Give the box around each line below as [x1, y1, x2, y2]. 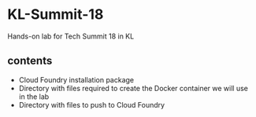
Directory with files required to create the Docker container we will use [18, 83, 249, 93]
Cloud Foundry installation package [18, 75, 135, 84]
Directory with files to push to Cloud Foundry [18, 100, 165, 109]
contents [7, 54, 53, 68]
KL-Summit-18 [7, 5, 104, 24]
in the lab [18, 92, 50, 101]
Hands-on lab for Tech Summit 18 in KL [7, 31, 135, 41]
